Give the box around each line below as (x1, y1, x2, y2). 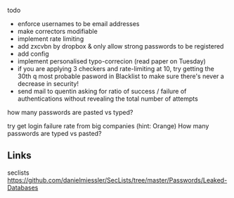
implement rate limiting (17, 35, 84, 43)
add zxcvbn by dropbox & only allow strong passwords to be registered (17, 42, 224, 50)
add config (17, 49, 49, 58)
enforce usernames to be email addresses (17, 20, 140, 27)
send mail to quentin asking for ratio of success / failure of (17, 87, 187, 95)
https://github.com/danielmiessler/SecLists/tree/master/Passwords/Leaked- (7, 175, 228, 184)
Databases (7, 183, 39, 192)
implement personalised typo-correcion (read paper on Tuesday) (17, 57, 206, 66)
